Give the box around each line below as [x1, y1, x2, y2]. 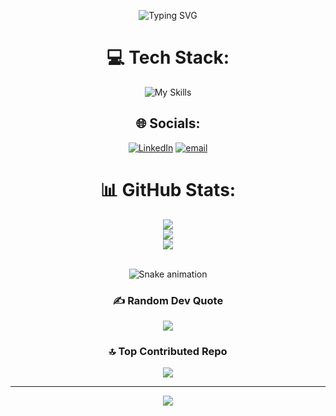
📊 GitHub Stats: [99, 178, 237, 201]
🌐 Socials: [135, 115, 201, 132]
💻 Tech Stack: [106, 46, 230, 69]
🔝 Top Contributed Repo [108, 344, 228, 358]
